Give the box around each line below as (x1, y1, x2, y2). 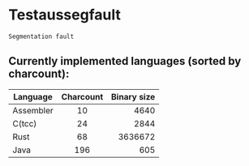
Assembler (12, 104, 54, 116)
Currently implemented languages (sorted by (8, 54, 242, 68)
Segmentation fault (8, 32, 75, 40)
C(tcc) (12, 117, 37, 129)
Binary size (110, 91, 156, 102)
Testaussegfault (8, 6, 122, 24)
